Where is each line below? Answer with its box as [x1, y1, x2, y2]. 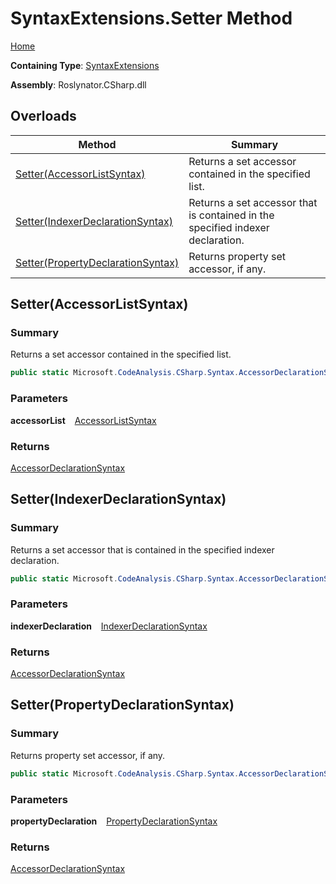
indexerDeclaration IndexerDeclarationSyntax [10, 620, 208, 632]
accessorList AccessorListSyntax [10, 414, 157, 426]
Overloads [10, 108, 77, 125]
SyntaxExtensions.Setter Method [10, 7, 293, 30]
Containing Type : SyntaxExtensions [10, 59, 160, 71]
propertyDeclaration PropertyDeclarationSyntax [10, 815, 218, 827]
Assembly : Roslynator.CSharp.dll [10, 78, 147, 91]
